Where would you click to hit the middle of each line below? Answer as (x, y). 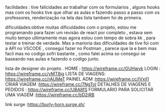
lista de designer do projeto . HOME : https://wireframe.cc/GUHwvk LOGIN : (83, 68)
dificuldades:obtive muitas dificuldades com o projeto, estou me (71, 27)
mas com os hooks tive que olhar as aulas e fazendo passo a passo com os (82, 12)
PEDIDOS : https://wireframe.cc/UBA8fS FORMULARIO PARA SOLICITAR (79, 89)
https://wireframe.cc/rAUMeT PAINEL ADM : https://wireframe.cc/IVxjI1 (77, 79)
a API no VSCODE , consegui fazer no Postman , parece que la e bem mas (81, 48)
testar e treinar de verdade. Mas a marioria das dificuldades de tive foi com (82, 43)
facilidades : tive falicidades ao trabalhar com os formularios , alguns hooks (82, 7)
